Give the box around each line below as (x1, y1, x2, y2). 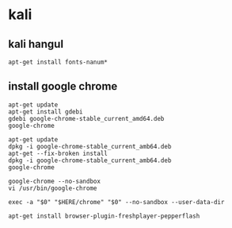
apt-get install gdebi (8, 107, 83, 116)
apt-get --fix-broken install (8, 149, 108, 157)
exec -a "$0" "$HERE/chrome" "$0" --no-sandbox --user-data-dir (8, 198, 225, 206)
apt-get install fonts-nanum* (8, 58, 108, 66)
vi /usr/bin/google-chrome (8, 184, 97, 192)
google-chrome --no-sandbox (8, 177, 101, 185)
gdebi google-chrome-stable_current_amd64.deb (8, 114, 165, 122)
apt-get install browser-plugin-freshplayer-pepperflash (8, 212, 200, 220)
